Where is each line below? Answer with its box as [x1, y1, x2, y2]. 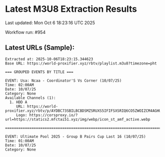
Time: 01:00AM [5, 138, 34, 143]
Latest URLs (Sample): [5, 43, 75, 52]
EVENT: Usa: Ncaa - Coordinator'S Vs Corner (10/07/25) [5, 78, 122, 83]
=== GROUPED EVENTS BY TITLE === [5, 69, 74, 74]
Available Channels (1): [5, 95, 56, 100]
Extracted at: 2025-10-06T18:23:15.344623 [5, 57, 93, 62]
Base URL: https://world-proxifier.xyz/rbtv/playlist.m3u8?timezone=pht [5, 61, 157, 66]
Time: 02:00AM [5, 82, 34, 87]
